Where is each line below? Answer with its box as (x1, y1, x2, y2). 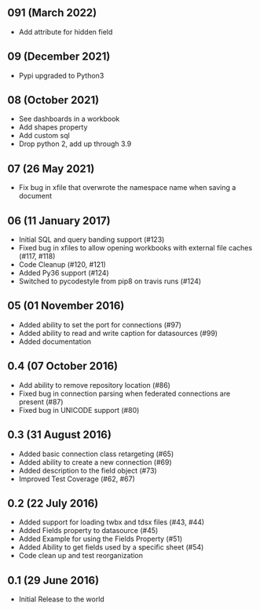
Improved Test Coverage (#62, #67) (18, 474, 135, 484)
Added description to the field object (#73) (18, 466, 158, 475)
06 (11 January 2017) (7, 214, 111, 227)
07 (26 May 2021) (7, 162, 95, 175)
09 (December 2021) (7, 50, 111, 64)
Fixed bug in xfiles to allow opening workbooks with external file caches (18, 243, 253, 253)
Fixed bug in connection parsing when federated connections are (18, 389, 231, 398)
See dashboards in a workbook (18, 114, 120, 124)
